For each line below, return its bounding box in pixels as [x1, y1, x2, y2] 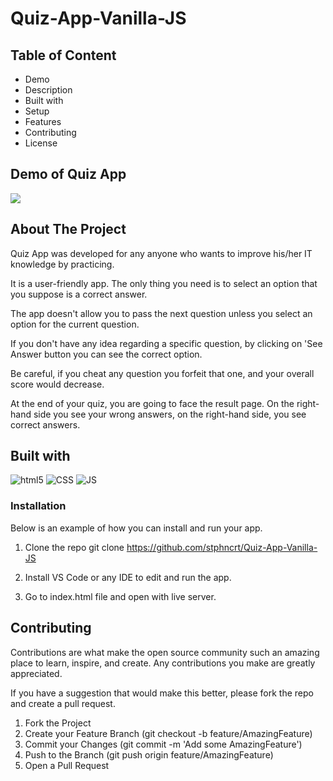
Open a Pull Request [24, 759, 110, 771]
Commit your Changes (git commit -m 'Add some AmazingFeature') [24, 738, 303, 750]
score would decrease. [10, 378, 105, 390]
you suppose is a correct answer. [10, 288, 148, 300]
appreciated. [10, 667, 63, 679]
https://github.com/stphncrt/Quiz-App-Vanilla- [126, 541, 318, 553]
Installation [10, 499, 67, 513]
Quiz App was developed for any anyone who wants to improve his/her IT [10, 247, 313, 259]
